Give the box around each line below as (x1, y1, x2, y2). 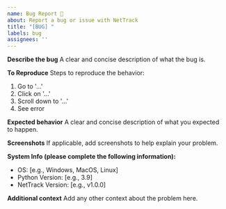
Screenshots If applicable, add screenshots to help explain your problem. (7, 139, 218, 147)
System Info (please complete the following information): (7, 153, 176, 161)
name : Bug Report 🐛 (7, 10, 64, 17)
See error (17, 104, 45, 113)
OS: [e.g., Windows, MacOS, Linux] (17, 166, 118, 174)
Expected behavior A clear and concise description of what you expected (7, 118, 220, 126)
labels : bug (7, 29, 42, 37)
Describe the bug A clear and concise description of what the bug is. (7, 55, 206, 63)
